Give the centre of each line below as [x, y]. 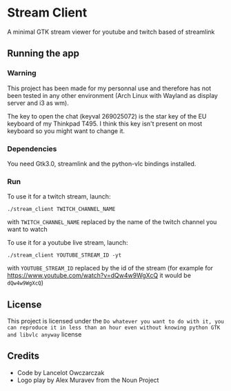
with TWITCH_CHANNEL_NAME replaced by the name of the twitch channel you [112, 222]
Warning [22, 73]
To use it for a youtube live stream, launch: [68, 243]
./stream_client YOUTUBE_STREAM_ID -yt [64, 255]
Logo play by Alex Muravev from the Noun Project [88, 380]
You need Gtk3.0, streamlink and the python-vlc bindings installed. [102, 163]
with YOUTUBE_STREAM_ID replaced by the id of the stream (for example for [110, 268]
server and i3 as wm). [38, 103]
